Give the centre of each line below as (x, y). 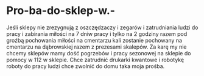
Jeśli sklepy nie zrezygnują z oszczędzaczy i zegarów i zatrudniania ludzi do (102, 27)
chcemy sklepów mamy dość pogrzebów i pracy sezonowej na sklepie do (99, 53)
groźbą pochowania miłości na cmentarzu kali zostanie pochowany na (94, 40)
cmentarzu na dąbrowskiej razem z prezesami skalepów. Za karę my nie (97, 47)
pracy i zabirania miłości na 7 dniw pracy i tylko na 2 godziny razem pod (97, 33)
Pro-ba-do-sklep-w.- (61, 11)
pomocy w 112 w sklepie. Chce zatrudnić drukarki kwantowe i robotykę (95, 60)
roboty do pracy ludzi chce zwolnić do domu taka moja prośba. (86, 66)
